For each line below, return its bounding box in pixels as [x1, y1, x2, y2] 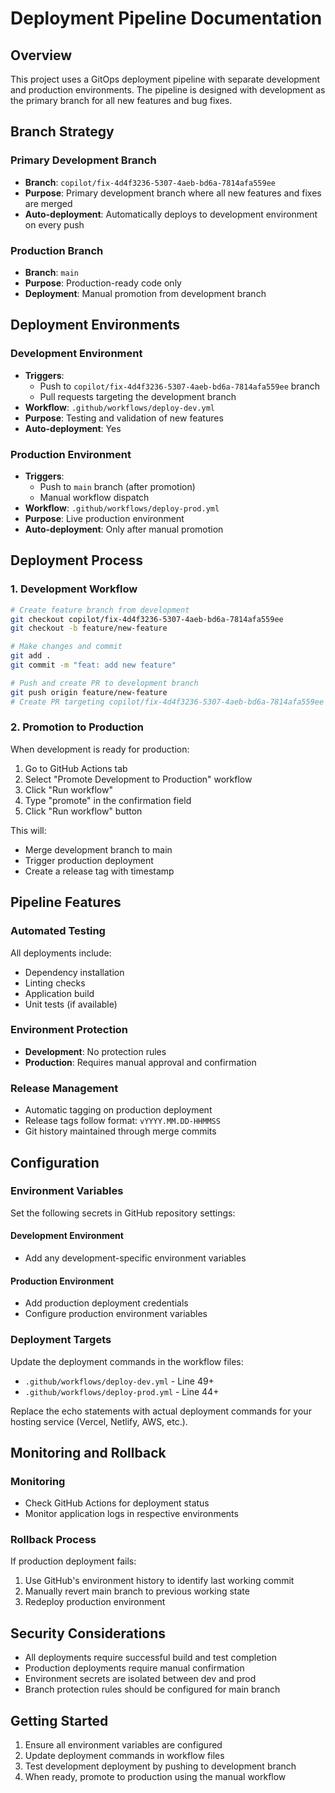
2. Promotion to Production [10, 720, 144, 734]
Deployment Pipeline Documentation [10, 7, 323, 30]
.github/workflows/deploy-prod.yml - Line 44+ [24, 1385, 220, 1397]
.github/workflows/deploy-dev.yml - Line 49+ [24, 1375, 215, 1387]
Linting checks [24, 977, 86, 989]
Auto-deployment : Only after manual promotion [24, 523, 224, 535]
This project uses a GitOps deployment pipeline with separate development [10, 73, 321, 85]
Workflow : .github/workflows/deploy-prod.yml [24, 502, 220, 514]
